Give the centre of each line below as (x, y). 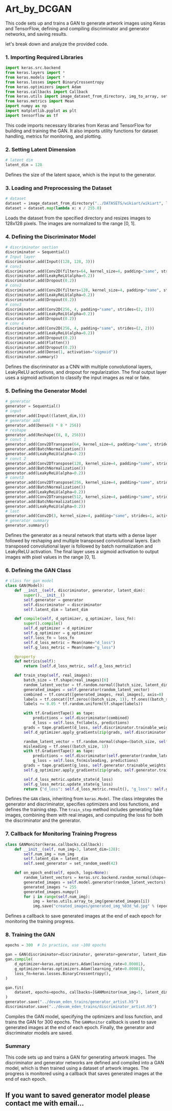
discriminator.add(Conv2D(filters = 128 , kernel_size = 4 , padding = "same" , (83, 290)
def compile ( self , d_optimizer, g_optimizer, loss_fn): (76, 619)
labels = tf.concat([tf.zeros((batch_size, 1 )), (77, 699)
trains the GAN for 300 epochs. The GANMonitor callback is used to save (81, 1022)
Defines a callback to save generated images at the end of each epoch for (83, 916)
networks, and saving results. (36, 34)
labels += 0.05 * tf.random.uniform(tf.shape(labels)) (83, 704)
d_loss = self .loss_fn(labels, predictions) (81, 723)
